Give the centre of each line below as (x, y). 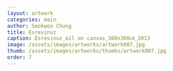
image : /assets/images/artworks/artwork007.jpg (76, 45)
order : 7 (19, 57)
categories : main (32, 20)
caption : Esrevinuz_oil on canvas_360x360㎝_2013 (79, 39)
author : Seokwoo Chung (39, 26)
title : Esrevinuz (32, 32)
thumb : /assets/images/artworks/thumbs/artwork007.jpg (87, 51)
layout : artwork (30, 13)
